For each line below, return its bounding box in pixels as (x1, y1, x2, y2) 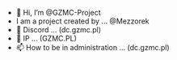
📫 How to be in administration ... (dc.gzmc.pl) (15, 43, 170, 52)
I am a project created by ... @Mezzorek (15, 16, 150, 26)
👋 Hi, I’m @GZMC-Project (15, 8, 101, 17)
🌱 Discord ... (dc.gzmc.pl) (15, 25, 102, 34)
